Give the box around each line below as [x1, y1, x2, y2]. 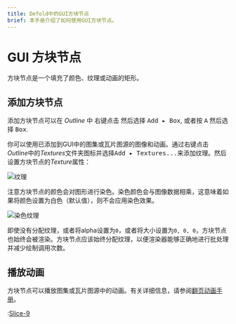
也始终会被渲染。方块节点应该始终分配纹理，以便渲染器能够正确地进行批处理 [7, 235, 229, 243]
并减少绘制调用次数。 [7, 244, 69, 252]
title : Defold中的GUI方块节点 [7, 10, 89, 18]
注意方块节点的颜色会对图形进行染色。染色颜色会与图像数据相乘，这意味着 [7, 188, 223, 196]
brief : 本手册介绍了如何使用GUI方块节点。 [7, 17, 117, 24]
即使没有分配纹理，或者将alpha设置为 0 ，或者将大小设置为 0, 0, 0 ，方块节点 [7, 226, 227, 235]
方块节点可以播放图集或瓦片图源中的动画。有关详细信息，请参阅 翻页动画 [7, 286, 216, 295]
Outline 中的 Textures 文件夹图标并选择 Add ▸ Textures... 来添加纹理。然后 [7, 149, 227, 157]
